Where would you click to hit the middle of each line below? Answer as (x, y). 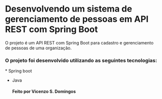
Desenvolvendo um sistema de (69, 9)
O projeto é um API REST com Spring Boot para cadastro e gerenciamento (79, 42)
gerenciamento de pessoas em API (77, 19)
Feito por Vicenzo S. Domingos (44, 91)
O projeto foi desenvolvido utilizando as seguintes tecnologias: (81, 60)
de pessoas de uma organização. (38, 48)
